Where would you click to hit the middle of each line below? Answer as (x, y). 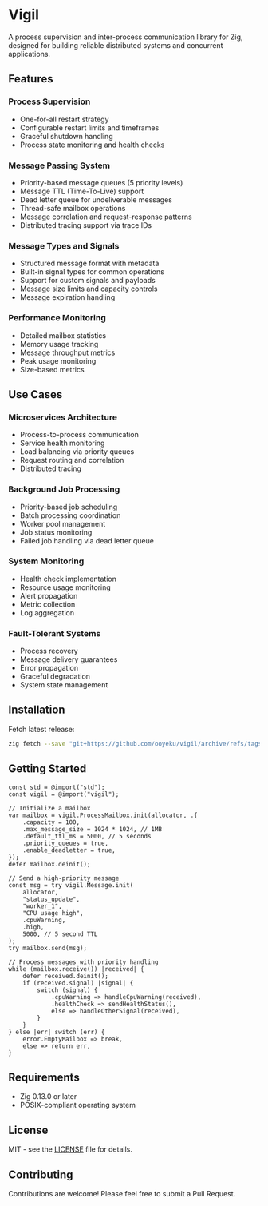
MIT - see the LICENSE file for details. (71, 1149)
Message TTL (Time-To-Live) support (82, 191)
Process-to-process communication (79, 435)
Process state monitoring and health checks (92, 145)
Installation (37, 710)
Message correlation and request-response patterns (106, 217)
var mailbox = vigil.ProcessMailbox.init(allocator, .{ (103, 815)
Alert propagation (49, 595)
